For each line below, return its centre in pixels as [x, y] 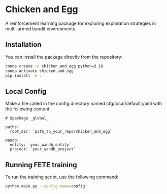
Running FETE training [41, 165]
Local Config [26, 91]
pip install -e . [24, 75]
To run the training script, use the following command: [62, 177]
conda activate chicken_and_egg [39, 71]
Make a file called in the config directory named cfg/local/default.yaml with [84, 104]
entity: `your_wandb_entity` [41, 145]
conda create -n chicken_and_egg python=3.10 [54, 66]
